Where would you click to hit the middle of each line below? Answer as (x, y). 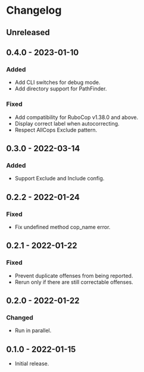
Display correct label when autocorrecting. (67, 123)
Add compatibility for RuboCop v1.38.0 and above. (76, 117)
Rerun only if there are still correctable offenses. (74, 282)
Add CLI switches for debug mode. (57, 82)
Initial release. (32, 364)
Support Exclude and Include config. (60, 179)
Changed (20, 317)
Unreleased (28, 32)
